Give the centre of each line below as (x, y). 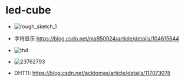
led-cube (28, 10)
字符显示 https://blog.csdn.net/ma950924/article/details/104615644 (96, 38)
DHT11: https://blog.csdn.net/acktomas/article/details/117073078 (92, 73)
